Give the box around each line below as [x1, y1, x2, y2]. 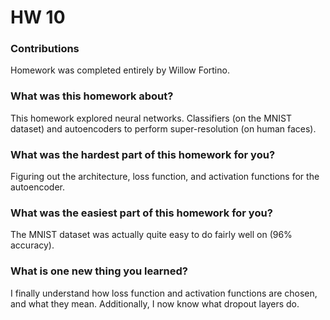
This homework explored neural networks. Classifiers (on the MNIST [10, 112, 293, 124]
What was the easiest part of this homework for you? [10, 206, 273, 220]
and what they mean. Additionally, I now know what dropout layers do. [10, 297, 300, 310]
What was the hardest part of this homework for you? [10, 147, 276, 161]
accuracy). [10, 239, 55, 251]
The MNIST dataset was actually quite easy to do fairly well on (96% [10, 229, 293, 241]
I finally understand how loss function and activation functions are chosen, [10, 287, 318, 299]
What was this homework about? [10, 89, 174, 103]
